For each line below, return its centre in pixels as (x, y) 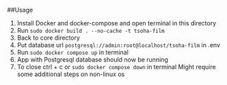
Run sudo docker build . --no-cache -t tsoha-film (91, 31)
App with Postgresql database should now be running (93, 60)
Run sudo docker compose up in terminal (72, 52)
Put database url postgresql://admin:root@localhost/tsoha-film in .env (119, 45)
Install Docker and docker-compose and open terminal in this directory (117, 23)
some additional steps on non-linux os (71, 74)
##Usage (20, 10)
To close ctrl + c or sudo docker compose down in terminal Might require (117, 67)
